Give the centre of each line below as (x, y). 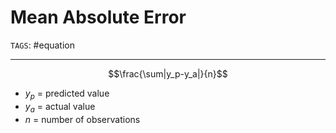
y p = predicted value (67, 94)
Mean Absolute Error (98, 17)
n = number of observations (82, 119)
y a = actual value (60, 107)
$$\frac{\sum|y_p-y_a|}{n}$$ (168, 73)
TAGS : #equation (42, 45)
